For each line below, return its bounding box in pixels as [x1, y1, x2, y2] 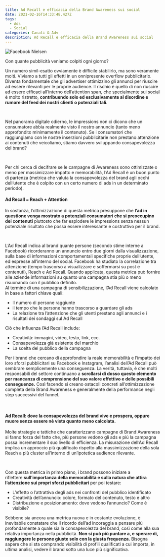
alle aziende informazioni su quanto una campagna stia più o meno [5, 274, 142, 280]
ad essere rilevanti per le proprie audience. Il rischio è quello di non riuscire [5, 83, 159, 89]
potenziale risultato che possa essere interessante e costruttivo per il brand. [5, 224, 160, 230]
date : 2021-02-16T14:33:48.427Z [5, 12, 72, 17]
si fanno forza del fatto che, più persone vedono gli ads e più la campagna [5, 434, 157, 440]
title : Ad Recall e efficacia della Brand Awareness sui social [5, 7, 140, 12]
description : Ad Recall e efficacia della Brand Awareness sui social [5, 35, 154, 40]
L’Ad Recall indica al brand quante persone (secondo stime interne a [5, 243, 144, 248]
